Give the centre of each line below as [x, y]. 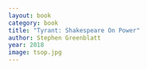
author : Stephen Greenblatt [55, 38]
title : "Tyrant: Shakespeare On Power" [74, 30]
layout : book [30, 15]
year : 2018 [26, 45]
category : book [33, 23]
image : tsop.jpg [35, 52]
